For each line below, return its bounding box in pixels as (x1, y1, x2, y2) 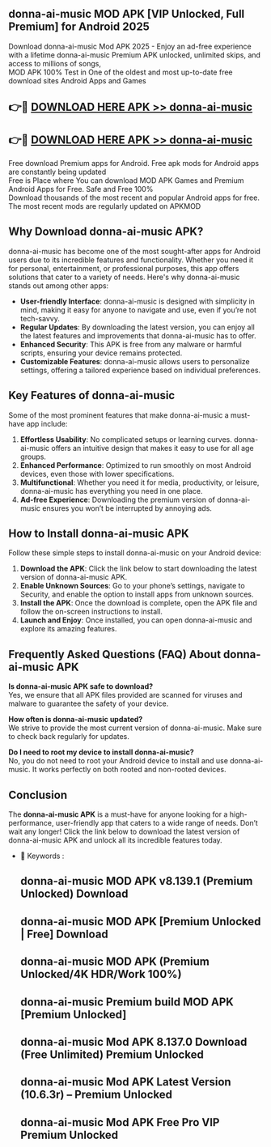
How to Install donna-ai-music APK (8, 527, 189, 541)
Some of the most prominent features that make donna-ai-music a (8, 410, 229, 420)
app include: (26, 418, 68, 428)
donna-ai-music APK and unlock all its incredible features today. (8, 835, 222, 845)
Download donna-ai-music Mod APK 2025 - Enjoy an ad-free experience (8, 41, 252, 51)
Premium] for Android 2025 (8, 20, 150, 34)
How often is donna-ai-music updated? (8, 715, 143, 724)
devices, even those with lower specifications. (19, 469, 175, 478)
